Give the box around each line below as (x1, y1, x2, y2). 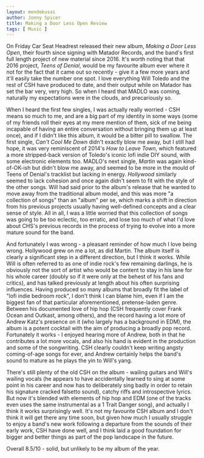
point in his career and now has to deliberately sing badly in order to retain (6, 381, 192, 389)
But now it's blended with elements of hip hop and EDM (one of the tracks (6, 395, 191, 402)
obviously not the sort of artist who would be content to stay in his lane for (6, 266, 192, 274)
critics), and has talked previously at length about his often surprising (6, 279, 180, 286)
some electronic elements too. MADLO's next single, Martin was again (6, 158, 182, 165)
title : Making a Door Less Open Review (6, 20, 107, 26)
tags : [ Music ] (6, 26, 47, 32)
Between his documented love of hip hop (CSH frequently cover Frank (6, 305, 182, 313)
